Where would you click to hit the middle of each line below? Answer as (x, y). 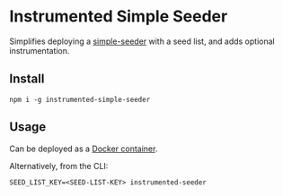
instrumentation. (40, 50)
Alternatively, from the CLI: (59, 166)
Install (27, 79)
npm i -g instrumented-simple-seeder (80, 99)
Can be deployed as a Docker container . (84, 149)
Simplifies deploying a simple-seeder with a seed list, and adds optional (142, 41)
